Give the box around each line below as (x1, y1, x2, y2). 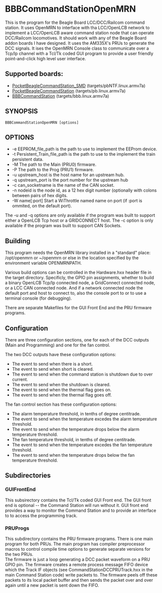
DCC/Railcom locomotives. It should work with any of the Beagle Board (5, 35, 147, 41)
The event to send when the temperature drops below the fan (12, 452, 135, 458)
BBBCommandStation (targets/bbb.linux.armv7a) (12, 93, 109, 99)
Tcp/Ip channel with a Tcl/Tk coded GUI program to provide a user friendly (5, 50, 154, 56)
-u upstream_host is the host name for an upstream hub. (12, 172, 125, 178)
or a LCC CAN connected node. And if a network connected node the (5, 285, 144, 291)
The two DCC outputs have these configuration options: (5, 352, 117, 357)
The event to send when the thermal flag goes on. (12, 387, 112, 393)
